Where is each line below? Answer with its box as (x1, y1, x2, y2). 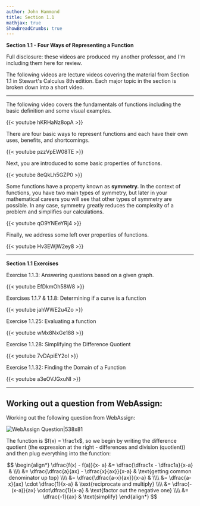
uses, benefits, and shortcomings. (6, 136, 90, 144)
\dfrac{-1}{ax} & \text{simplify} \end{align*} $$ (42, 493, 158, 501)
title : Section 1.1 (6, 14, 55, 20)
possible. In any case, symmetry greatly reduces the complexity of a (6, 202, 174, 209)
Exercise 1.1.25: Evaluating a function (6, 318, 96, 325)
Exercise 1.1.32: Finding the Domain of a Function (6, 364, 126, 371)
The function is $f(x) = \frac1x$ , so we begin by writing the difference (6, 437, 177, 445)
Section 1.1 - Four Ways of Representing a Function (6, 42, 134, 49)
